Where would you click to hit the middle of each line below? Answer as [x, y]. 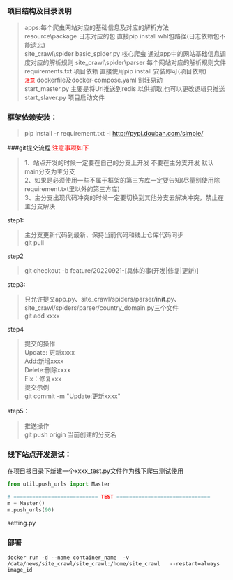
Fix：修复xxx [43, 379]
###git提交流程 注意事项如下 [48, 148]
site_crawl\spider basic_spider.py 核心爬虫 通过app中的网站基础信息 [122, 54]
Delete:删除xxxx [47, 369]
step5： [18, 411]
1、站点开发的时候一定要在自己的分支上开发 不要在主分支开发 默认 [119, 162]
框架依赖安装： [32, 118]
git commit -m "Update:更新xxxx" [72, 396]
